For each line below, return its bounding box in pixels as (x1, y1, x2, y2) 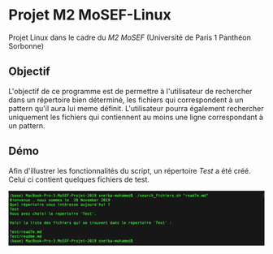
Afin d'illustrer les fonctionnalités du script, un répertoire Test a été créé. (8, 166, 252, 175)
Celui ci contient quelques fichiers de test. (8, 174, 150, 184)
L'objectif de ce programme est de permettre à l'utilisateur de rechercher (8, 86, 253, 96)
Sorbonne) (8, 41, 45, 50)
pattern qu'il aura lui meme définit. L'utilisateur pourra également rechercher (8, 103, 264, 113)
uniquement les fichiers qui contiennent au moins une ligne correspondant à (8, 112, 264, 122)
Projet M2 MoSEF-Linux (8, 6, 172, 24)
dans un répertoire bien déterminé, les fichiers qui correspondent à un (8, 95, 244, 105)
